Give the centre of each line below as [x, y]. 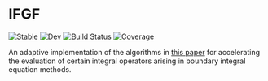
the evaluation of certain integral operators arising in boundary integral [127, 61]
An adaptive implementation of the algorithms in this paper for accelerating [134, 52]
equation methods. [40, 69]
